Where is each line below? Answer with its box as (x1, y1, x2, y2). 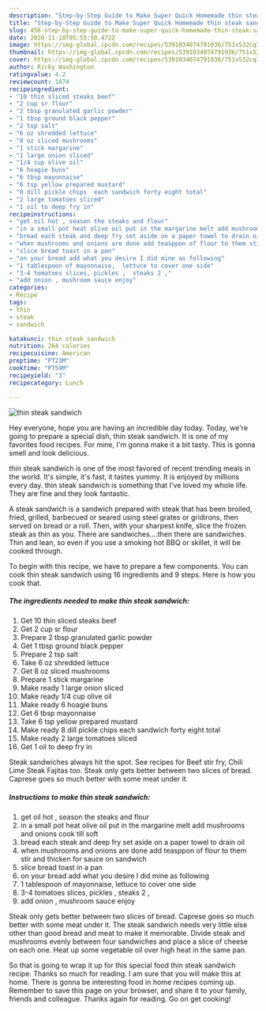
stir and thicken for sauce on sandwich (20, 854, 147, 864)
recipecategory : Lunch (9, 379, 84, 387)
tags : (9, 298, 27, 306)
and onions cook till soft (20, 829, 99, 839)
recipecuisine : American (9, 350, 91, 358)
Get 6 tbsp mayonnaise (20, 709, 96, 718)
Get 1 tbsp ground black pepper (20, 642, 124, 651)
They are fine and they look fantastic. (9, 488, 130, 498)
